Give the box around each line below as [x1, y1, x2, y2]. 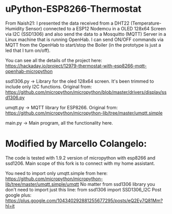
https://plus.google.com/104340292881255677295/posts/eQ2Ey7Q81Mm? [5, 197, 163, 203]
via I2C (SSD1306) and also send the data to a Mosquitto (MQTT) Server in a [5, 31, 166, 37]
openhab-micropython [5, 68, 53, 74]
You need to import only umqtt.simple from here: [5, 170, 108, 176]
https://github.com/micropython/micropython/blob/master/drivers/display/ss [5, 89, 167, 95]
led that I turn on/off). [5, 47, 51, 53]
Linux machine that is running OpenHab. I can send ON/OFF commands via [5, 36, 164, 43]
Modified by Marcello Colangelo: [5, 138, 147, 149]
